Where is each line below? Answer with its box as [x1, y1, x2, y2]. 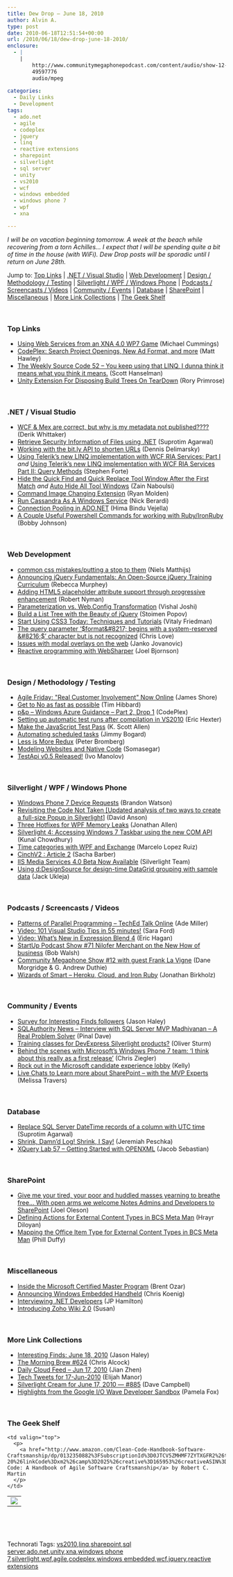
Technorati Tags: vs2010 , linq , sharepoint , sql [7, 1540, 132, 1549]
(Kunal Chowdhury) [17, 836, 74, 844]
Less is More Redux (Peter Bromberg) [17, 737, 126, 745]
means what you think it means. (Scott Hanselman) [17, 369, 163, 378]
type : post [7, 23, 39, 30]
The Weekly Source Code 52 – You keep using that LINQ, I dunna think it [17, 362, 224, 370]
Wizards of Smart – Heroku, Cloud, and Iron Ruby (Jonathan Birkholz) [17, 970, 216, 979]
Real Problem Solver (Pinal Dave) [17, 1031, 112, 1040]
